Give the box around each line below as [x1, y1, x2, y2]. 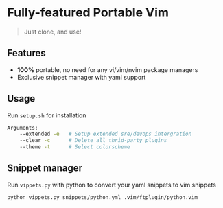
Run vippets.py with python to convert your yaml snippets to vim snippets [7, 181, 216, 189]
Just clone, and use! [23, 27, 82, 36]
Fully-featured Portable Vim [7, 5, 169, 21]
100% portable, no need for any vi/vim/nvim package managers [16, 65, 198, 73]
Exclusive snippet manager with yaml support [16, 73, 146, 81]
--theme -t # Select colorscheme [19, 143, 130, 150]
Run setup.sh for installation [7, 111, 86, 119]
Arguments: [7, 124, 38, 131]
